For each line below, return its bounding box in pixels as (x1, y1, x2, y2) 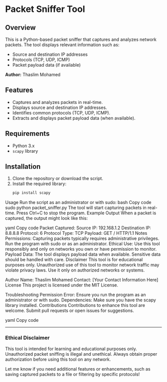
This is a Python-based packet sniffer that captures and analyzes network (5, 36, 157, 42)
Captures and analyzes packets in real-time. (12, 99, 103, 105)
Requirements (5, 129, 50, 138)
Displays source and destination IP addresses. (12, 104, 107, 110)
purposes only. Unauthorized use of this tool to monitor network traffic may (5, 262, 160, 268)
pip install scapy (12, 191, 51, 195)
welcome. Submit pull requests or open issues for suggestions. (5, 307, 134, 314)
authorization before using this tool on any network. (5, 356, 111, 362)
